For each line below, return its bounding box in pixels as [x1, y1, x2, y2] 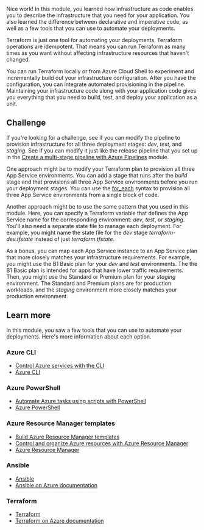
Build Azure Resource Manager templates [15, 433, 120, 440]
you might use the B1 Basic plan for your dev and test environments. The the [6, 260, 198, 267]
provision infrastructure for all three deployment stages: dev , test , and [6, 140, 182, 148]
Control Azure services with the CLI [15, 362, 105, 369]
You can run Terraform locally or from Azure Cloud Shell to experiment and [6, 68, 194, 75]
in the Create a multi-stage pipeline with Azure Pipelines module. [6, 153, 169, 160]
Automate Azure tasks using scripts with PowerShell [15, 398, 146, 405]
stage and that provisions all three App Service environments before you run [6, 178, 198, 185]
